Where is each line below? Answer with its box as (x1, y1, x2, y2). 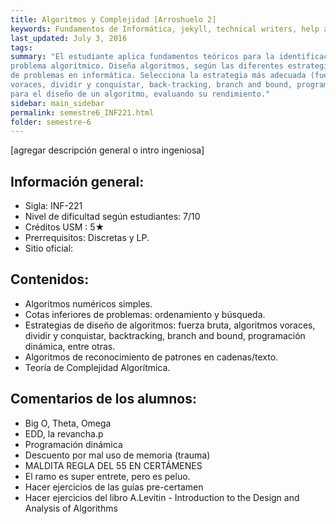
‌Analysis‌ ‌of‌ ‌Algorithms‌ (24, 502, 118, 514)
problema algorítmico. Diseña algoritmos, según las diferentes (10, 61, 284, 71)
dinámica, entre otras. (24, 340, 116, 352)
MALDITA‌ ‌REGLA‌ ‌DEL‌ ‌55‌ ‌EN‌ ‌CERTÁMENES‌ (24, 459, 203, 471)
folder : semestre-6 (10, 117, 92, 127)
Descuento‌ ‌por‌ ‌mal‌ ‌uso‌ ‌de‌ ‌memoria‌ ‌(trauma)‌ (24, 449, 211, 461)
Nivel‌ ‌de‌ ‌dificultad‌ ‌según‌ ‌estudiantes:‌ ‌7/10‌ (24, 211, 201, 223)
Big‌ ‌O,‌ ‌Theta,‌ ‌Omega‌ (24, 417, 112, 429)
